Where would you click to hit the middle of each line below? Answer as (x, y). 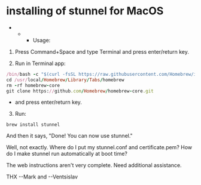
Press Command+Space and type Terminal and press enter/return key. (102, 51)
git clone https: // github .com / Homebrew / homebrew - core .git (80, 91)
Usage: (42, 40)
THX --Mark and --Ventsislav (42, 177)
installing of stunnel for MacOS (85, 11)
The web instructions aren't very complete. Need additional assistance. (94, 165)
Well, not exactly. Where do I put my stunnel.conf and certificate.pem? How (99, 147)
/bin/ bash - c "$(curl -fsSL (41, 74)
